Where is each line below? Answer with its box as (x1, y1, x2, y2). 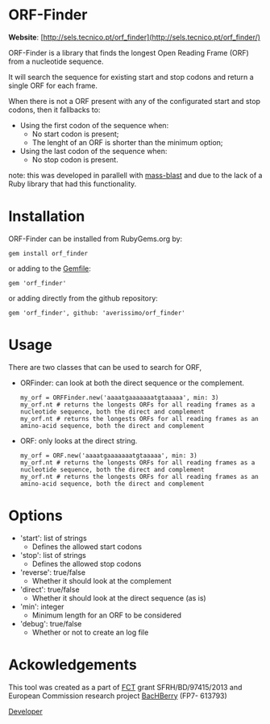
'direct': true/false (19, 585, 80, 594)
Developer (8, 706, 43, 716)
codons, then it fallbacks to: (8, 105, 101, 114)
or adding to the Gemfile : (8, 264, 91, 273)
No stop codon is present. (31, 155, 118, 164)
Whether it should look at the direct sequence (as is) (31, 593, 207, 602)
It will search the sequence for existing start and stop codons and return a (8, 72, 254, 81)
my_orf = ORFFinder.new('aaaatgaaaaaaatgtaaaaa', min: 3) (19, 393, 219, 402)
